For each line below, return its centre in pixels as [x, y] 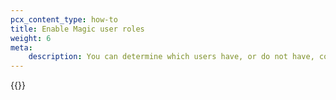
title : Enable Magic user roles [77, 29]
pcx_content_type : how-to [64, 19]
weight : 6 [31, 38]
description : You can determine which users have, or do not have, [171, 57]
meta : [21, 47]
